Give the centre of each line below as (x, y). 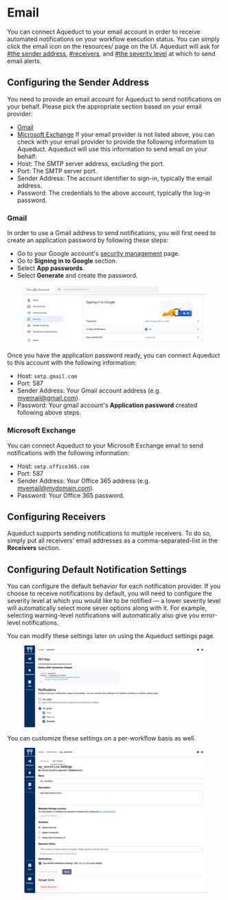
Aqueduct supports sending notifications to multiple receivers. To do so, (109, 534)
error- (209, 615)
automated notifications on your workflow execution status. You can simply (113, 39)
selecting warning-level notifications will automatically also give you (103, 615)
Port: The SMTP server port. (57, 171)
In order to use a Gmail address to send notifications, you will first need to (112, 233)
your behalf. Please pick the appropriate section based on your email (104, 106)
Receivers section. (34, 548)
